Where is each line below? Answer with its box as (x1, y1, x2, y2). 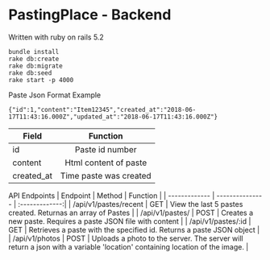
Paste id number (75, 143, 137, 155)
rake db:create (8, 55, 60, 63)
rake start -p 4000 (8, 76, 74, 84)
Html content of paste (64, 157, 147, 168)
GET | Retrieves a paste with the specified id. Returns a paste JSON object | (8, 225, 260, 234)
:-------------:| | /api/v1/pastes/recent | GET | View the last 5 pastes (17, 199, 243, 208)
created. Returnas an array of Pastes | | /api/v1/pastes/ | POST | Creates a (8, 208, 254, 217)
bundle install (8, 47, 60, 56)
